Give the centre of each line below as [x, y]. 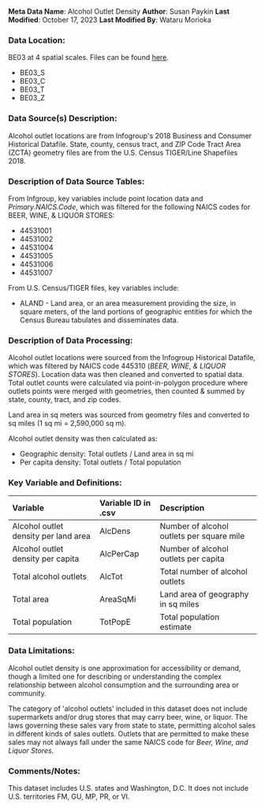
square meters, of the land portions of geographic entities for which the [136, 311]
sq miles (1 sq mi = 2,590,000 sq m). [67, 423]
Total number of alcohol [204, 572]
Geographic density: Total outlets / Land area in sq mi [106, 454]
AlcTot [111, 577]
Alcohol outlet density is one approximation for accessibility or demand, [125, 668]
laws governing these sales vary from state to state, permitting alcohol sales [132, 725]
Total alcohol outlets [49, 577]
